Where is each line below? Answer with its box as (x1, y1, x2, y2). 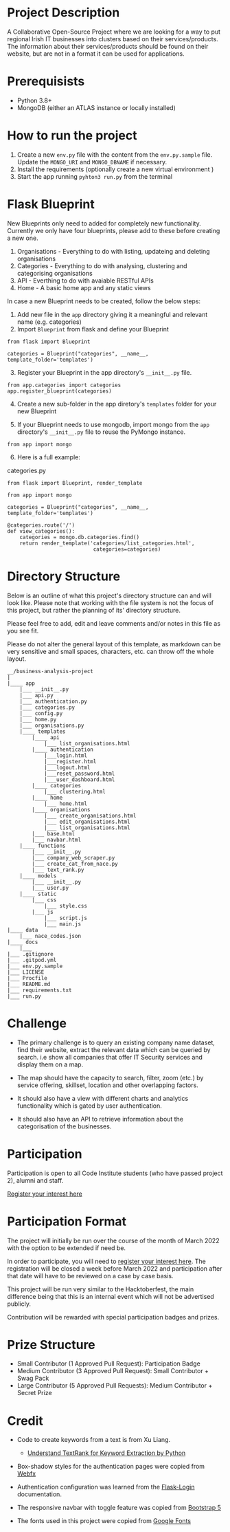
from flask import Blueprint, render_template (7, 479, 143, 486)
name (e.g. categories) (16, 318, 82, 326)
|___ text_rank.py (32, 866, 84, 873)
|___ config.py (19, 710, 63, 716)
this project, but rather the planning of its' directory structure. (7, 606, 181, 614)
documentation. (16, 1490, 62, 1498)
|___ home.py (19, 716, 57, 723)
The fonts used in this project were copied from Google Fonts (16, 1517, 191, 1525)
